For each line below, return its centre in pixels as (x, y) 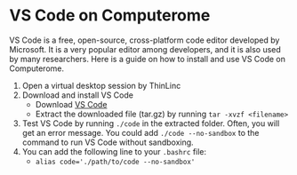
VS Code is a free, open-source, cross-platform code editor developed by (144, 40)
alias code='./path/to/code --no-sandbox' (115, 162)
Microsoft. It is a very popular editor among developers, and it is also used (145, 49)
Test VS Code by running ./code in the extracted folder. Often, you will (151, 123)
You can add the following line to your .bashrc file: (114, 151)
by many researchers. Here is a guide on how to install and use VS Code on (148, 59)
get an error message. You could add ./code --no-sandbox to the (140, 132)
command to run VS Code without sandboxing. (108, 142)
